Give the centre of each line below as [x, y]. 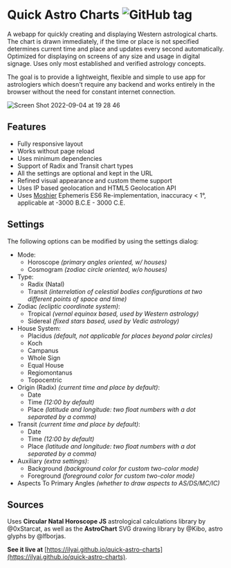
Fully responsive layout [50, 144]
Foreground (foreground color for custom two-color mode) [111, 476]
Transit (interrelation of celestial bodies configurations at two [115, 291]
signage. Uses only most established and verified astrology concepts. [107, 63]
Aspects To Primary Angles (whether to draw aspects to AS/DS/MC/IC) [118, 483]
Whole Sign [44, 358]
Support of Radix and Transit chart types [75, 166]
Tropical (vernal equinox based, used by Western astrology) [113, 313]
